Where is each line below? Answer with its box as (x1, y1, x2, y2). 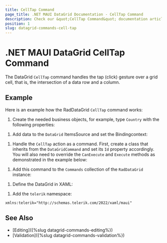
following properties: (12, 121, 55, 127)
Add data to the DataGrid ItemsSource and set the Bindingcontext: (12, 131, 148, 137)
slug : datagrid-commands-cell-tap (5, 26, 77, 31)
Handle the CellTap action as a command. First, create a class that (12, 141, 149, 147)
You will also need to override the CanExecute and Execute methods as (12, 151, 156, 157)
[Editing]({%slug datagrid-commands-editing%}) (12, 227, 113, 233)
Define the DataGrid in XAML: (12, 181, 73, 187)
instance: (12, 172, 31, 178)
